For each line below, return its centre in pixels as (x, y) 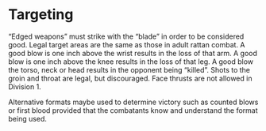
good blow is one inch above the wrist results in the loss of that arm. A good (133, 53)
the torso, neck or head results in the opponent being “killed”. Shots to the (129, 69)
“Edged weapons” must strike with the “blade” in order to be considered (126, 36)
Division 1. (25, 86)
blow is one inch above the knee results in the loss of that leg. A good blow (131, 62)
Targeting (41, 15)
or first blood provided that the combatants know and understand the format (133, 110)
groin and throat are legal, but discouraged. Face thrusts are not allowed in (130, 78)
